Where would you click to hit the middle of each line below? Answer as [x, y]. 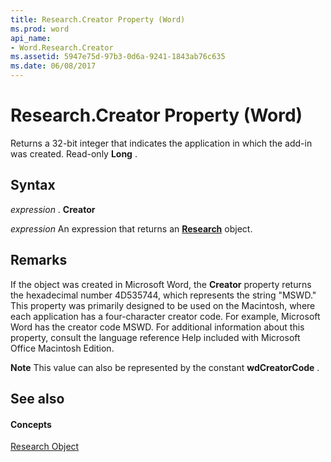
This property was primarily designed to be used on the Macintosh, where [163, 305]
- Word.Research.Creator [62, 47]
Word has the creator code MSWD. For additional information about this [157, 327]
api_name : [31, 38]
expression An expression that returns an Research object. [131, 228]
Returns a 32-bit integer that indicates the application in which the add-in [161, 143]
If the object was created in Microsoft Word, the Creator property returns [161, 284]
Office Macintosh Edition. [62, 348]
